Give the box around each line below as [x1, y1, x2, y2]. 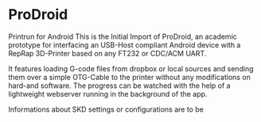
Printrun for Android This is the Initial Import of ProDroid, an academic [8, 32, 237, 41]
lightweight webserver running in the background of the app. [8, 89, 208, 98]
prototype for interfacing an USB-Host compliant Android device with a [8, 40, 241, 49]
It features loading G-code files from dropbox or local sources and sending [8, 63, 254, 73]
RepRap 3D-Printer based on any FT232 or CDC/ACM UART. [8, 48, 207, 58]
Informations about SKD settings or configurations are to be [8, 105, 205, 114]
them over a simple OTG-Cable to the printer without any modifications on [8, 72, 251, 82]
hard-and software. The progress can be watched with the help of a [8, 81, 231, 90]
